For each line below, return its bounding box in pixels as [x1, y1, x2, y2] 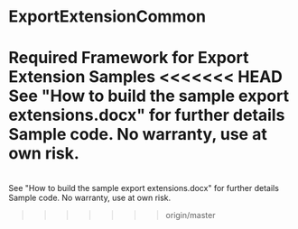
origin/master [165, 210, 216, 221]
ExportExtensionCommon [8, 6, 207, 27]
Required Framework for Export [8, 48, 249, 69]
